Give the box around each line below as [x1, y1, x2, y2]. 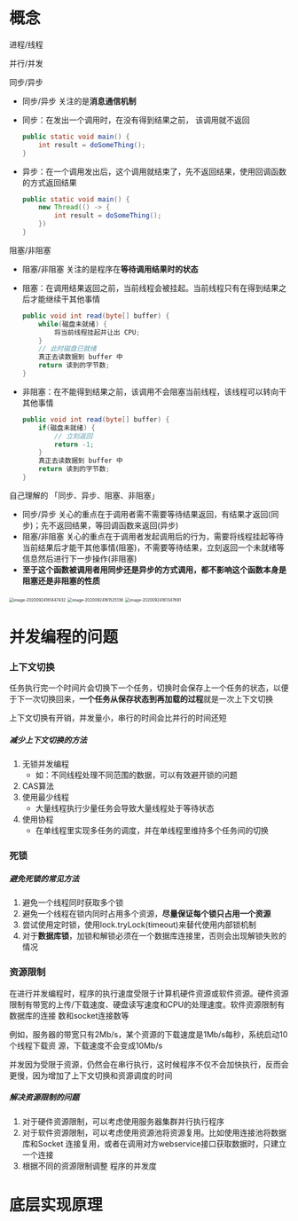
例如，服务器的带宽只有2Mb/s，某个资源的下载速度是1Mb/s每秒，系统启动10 [9, 1028, 288, 1039]
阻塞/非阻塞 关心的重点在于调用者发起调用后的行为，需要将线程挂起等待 [21, 531, 284, 541]
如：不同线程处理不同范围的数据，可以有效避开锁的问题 [35, 769, 238, 781]
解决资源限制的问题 [9, 1092, 80, 1103]
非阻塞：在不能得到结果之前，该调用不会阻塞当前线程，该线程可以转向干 [21, 386, 286, 397]
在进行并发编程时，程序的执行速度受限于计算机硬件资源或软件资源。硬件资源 [9, 988, 289, 998]
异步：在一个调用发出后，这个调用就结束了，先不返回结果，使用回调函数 [21, 166, 286, 177]
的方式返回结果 [21, 177, 77, 187]
